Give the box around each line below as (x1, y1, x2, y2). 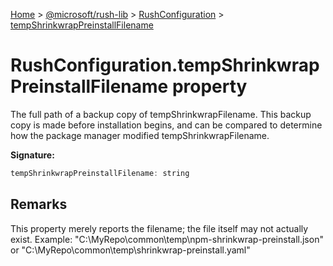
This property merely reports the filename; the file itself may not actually (10, 222, 309, 234)
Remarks (10, 196, 68, 213)
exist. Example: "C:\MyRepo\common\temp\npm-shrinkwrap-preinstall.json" (10, 233, 324, 245)
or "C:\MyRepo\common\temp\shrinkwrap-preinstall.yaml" (10, 244, 251, 256)
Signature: (10, 149, 55, 161)
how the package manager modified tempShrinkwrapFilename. (10, 129, 270, 141)
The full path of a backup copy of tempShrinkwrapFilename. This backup (10, 108, 312, 120)
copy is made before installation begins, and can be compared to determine (10, 119, 323, 131)
